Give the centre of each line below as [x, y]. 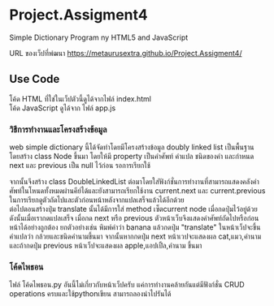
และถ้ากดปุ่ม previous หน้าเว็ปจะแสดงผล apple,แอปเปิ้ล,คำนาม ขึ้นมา [106, 246]
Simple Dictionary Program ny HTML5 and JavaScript [99, 37]
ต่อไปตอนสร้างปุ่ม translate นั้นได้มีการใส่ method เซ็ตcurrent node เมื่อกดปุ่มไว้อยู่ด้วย [134, 209]
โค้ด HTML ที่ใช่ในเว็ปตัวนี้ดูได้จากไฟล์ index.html [80, 98]
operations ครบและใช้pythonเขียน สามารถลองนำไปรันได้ [90, 294]
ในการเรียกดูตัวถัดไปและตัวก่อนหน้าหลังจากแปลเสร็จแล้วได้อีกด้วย [97, 200]
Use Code [35, 79]
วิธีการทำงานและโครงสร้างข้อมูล [58, 129]
